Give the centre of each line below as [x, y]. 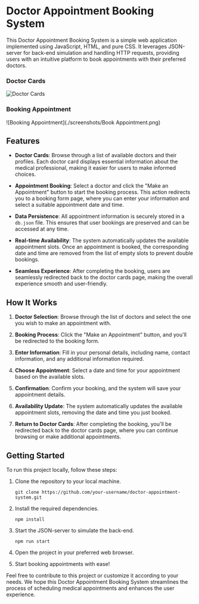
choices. [25, 175]
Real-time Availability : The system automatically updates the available [102, 241]
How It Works [32, 302]
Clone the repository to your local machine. [68, 481]
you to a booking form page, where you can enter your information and [102, 198]
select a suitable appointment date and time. [69, 205]
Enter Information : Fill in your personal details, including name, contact [102, 353]
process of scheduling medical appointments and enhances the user [90, 588]
